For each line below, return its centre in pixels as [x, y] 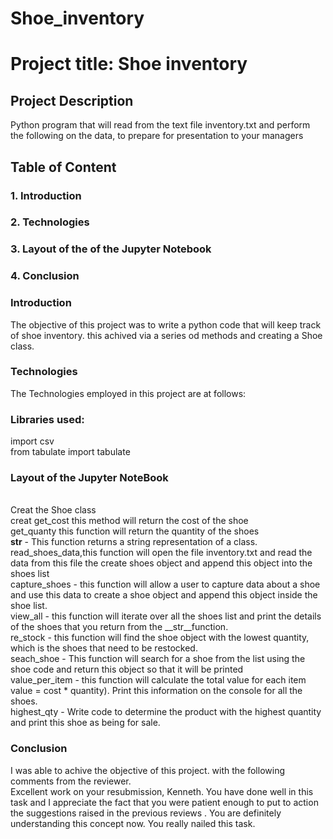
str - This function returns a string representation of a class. [134, 542]
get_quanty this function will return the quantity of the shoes [135, 531]
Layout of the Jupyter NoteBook [89, 478]
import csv [32, 441]
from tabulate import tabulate [70, 452]
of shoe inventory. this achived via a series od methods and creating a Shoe [166, 335]
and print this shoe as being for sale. [85, 723]
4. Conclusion [45, 276]
